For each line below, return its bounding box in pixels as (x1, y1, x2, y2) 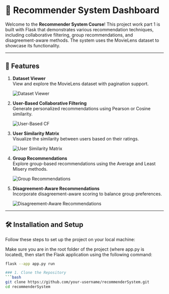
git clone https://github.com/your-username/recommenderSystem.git (5, 279, 150, 285)
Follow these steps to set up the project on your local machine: (5, 236, 135, 242)
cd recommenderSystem (5, 284, 51, 289)
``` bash (5, 275, 22, 280)
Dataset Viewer (12, 75, 46, 81)
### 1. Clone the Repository (5, 270, 66, 275)
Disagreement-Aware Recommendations (12, 185, 100, 191)
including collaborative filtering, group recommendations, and (5, 32, 133, 38)
